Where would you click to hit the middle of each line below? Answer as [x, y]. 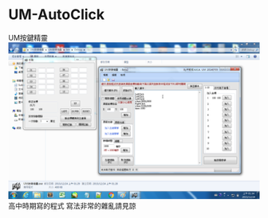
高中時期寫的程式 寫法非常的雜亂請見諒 [72, 205]
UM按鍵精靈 [28, 37]
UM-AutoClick [57, 15]
